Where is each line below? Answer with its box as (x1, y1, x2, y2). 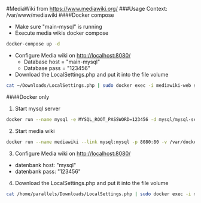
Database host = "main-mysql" (23, 58, 100, 65)
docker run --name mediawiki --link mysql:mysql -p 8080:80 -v (6, 139, 167, 145)
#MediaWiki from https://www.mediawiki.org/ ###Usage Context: (6, 5, 167, 12)
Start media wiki (14, 127, 55, 134)
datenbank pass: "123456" (14, 168, 81, 175)
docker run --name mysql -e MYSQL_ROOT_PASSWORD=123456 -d (6, 116, 157, 122)
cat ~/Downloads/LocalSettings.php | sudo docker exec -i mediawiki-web (6, 82, 191, 89)
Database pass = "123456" (23, 64, 91, 71)
